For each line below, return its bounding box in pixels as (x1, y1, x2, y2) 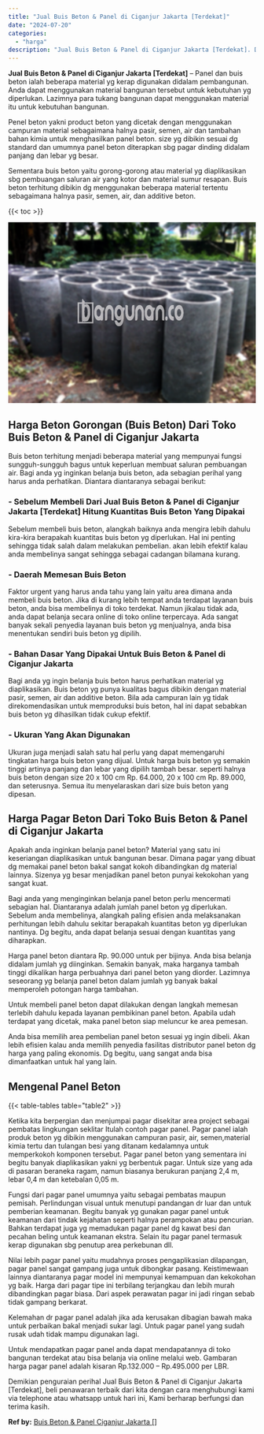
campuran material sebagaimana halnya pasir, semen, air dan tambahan (8, 126, 241, 136)
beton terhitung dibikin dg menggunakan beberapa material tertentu (8, 183, 229, 192)
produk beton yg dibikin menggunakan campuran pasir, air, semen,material (8, 1133, 251, 1142)
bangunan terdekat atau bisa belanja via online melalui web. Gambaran (8, 1353, 237, 1363)
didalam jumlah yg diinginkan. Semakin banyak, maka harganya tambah (8, 959, 240, 969)
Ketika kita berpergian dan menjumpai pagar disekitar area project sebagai (8, 1116, 250, 1126)
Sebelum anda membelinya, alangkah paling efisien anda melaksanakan (8, 911, 241, 920)
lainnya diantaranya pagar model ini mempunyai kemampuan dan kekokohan (8, 1272, 256, 1282)
